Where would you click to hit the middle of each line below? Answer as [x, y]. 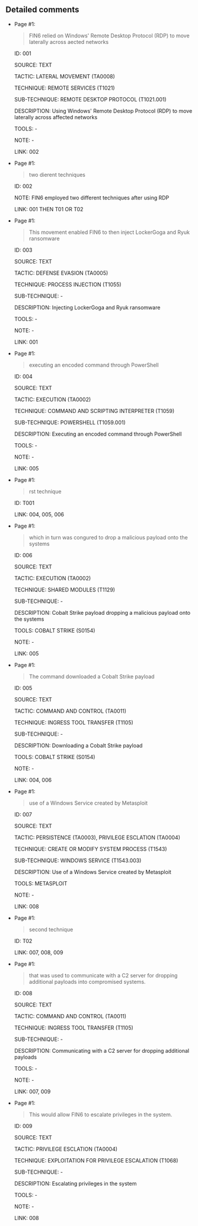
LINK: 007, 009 [32, 1091]
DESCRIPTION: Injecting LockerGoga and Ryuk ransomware [87, 307]
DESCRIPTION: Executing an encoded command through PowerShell [98, 434]
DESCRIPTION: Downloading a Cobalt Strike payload [78, 745]
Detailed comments [42, 10]
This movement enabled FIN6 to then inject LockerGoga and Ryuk [109, 232]
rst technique [45, 491]
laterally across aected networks [69, 42]
